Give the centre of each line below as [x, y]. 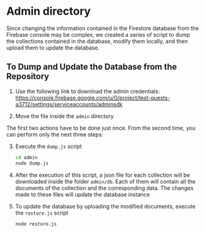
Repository [28, 77]
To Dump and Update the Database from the [92, 67]
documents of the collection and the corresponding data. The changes [104, 188]
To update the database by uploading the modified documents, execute [105, 206]
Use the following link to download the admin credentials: [88, 91]
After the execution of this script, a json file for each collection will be [102, 175]
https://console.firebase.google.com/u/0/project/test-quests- [92, 98]
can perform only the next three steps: [55, 134]
